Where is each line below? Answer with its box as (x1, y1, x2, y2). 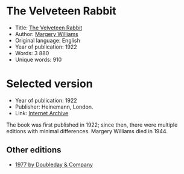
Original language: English (14, 37, 80, 44)
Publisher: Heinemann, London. (14, 103, 94, 110)
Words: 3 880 (14, 49, 49, 56)
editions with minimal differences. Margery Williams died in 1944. (6, 127, 168, 134)
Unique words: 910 (14, 56, 62, 63)
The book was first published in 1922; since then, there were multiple (6, 121, 178, 128)
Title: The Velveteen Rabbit (14, 24, 83, 31)
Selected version (6, 77, 93, 91)
